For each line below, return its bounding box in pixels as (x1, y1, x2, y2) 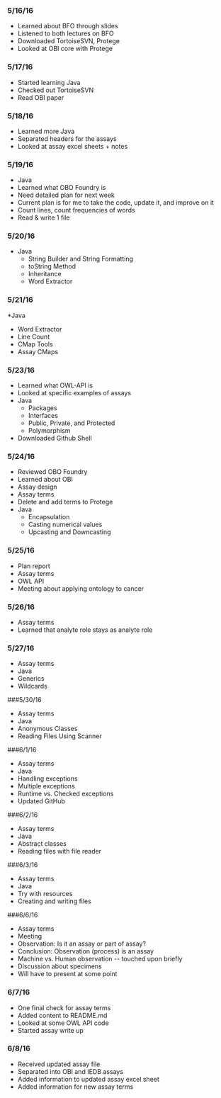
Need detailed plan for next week (17, 191, 115, 200)
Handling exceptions (17, 774, 78, 783)
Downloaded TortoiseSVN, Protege (17, 37, 120, 45)
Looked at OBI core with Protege (17, 45, 113, 53)
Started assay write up (17, 1026, 84, 1034)
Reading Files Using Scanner (17, 732, 103, 740)
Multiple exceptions (17, 782, 76, 791)
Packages (28, 404, 58, 412)
